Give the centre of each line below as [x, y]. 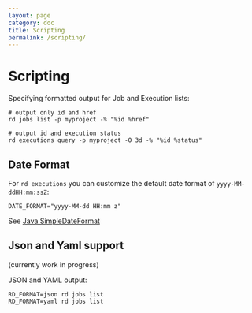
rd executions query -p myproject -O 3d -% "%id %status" [105, 140]
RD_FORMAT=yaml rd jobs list [56, 301]
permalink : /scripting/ [47, 37]
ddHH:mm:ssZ [28, 192]
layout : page [30, 15]
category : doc [31, 23]
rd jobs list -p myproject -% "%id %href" [79, 120]
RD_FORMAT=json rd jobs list [56, 294]
